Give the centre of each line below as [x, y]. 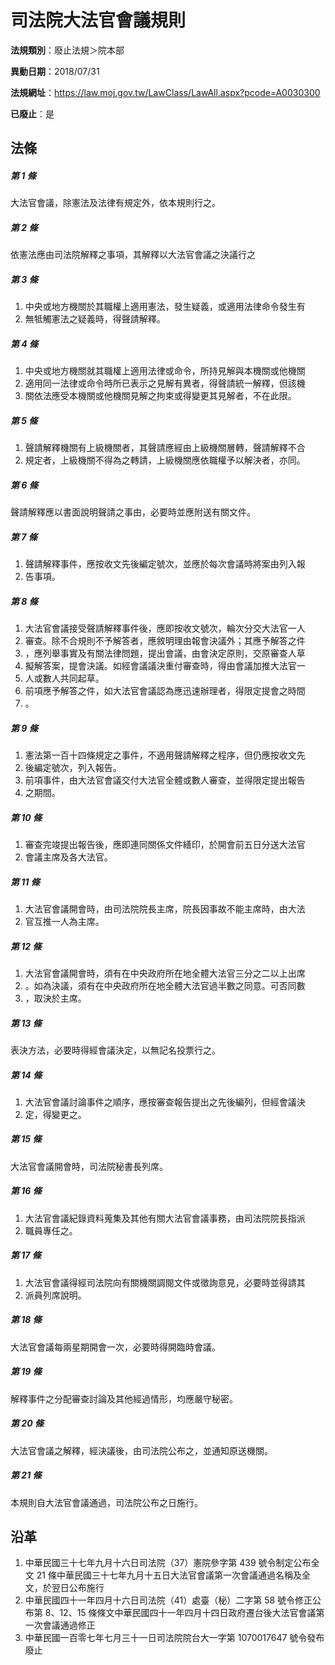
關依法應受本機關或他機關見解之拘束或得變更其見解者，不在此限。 [160, 396]
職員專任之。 [51, 1230]
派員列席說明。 [55, 1295]
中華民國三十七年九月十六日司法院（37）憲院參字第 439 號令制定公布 [168, 1563]
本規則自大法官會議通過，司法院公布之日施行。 [106, 1502]
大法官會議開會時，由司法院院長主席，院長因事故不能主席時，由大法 [165, 908]
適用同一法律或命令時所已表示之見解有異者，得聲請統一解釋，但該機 [165, 383]
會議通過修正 [69, 1625]
